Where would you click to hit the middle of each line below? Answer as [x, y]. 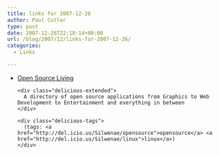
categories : [24, 46]
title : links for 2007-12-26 [49, 13]
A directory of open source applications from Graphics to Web [116, 97]
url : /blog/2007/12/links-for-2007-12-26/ [69, 39]
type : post [23, 26]
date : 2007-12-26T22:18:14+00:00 [55, 33]
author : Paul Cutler [37, 20]
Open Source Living [45, 77]
